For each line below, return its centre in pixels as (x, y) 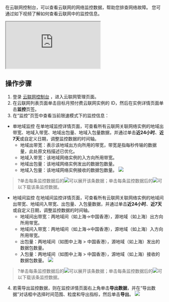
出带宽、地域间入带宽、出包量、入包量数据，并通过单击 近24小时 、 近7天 (87, 204)
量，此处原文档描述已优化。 (49, 151)
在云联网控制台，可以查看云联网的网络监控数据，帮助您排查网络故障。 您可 (83, 7)
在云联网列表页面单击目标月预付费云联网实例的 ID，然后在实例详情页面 (86, 103)
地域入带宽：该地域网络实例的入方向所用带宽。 (68, 158)
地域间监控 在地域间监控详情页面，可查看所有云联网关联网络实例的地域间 (88, 198)
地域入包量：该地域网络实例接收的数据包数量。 (68, 170)
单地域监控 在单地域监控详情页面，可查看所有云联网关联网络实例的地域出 (88, 126)
